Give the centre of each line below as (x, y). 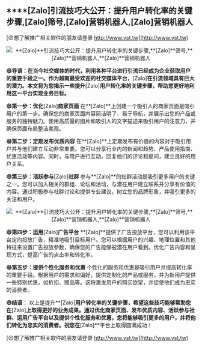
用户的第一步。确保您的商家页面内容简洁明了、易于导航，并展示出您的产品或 (101, 113)
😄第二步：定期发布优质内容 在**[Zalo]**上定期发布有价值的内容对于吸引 (96, 141)
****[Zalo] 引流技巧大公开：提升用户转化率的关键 (99, 11)
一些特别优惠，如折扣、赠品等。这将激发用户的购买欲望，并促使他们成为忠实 (101, 282)
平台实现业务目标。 (46, 93)
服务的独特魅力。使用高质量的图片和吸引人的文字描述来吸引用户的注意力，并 (101, 121)
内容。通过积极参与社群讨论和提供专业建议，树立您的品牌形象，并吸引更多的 (101, 192)
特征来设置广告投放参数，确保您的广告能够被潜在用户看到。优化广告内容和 (98, 247)
